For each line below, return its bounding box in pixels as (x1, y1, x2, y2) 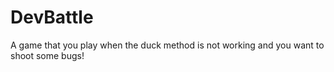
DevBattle (10, 6, 94, 29)
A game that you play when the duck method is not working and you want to (10, 39, 325, 51)
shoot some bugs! (10, 49, 85, 61)
